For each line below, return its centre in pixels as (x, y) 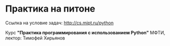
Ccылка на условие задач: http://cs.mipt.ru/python (60, 23)
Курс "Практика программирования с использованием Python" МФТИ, (85, 32)
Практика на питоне (50, 9)
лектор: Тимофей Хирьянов (35, 38)
